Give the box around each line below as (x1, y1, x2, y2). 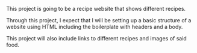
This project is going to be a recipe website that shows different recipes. (6, 5, 186, 12)
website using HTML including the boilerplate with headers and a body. (6, 23, 183, 30)
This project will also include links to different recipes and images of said (6, 35, 187, 42)
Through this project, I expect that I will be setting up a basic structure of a (6, 17, 192, 23)
